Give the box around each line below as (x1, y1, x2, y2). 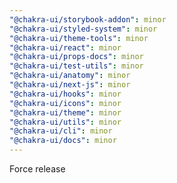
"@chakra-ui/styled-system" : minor (9, 24, 158, 34)
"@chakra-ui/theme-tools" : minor (9, 33, 149, 43)
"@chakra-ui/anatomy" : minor (9, 71, 131, 81)
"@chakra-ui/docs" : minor (9, 136, 117, 146)
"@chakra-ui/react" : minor (9, 42, 122, 53)
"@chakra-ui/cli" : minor (9, 126, 113, 136)
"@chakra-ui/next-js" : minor (9, 80, 131, 90)
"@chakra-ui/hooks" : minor (9, 89, 122, 99)
